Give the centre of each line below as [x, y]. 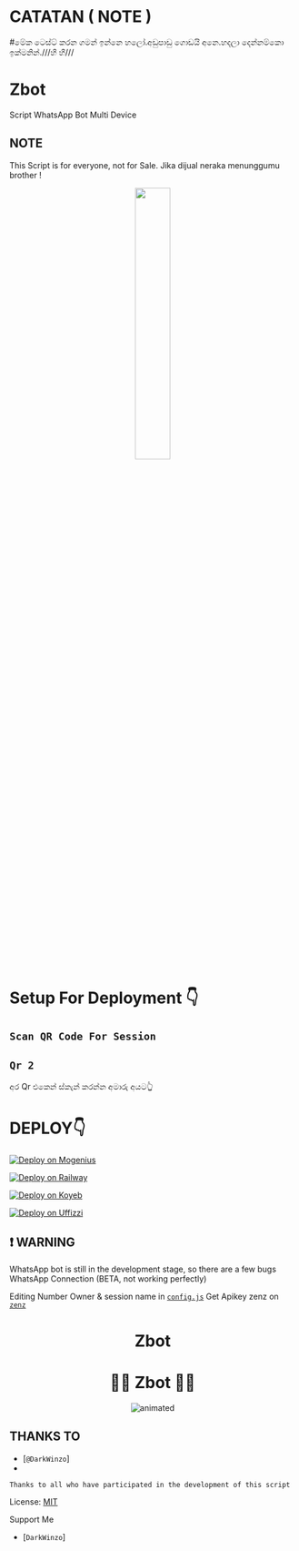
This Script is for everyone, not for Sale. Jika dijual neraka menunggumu [145, 165]
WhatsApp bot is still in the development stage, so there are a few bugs [143, 1269]
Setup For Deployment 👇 [104, 998]
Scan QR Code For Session [83, 1037]
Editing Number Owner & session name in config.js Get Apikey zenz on [144, 1296]
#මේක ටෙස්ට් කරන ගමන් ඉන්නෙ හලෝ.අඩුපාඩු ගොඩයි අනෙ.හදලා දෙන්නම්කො [147, 42]
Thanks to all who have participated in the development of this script [150, 1485]
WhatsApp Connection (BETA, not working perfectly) [108, 1278]
